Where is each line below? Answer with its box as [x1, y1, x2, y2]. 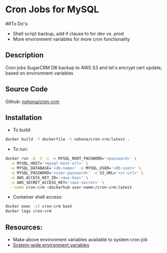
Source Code [5, 85, 48, 93]
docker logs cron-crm [5, 209, 52, 214]
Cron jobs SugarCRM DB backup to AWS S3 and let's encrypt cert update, [5, 64, 162, 70]
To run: [12, 146, 28, 152]
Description [5, 51, 44, 60]
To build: [12, 127, 32, 133]
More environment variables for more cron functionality [12, 36, 130, 42]
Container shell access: [12, 194, 63, 200]
